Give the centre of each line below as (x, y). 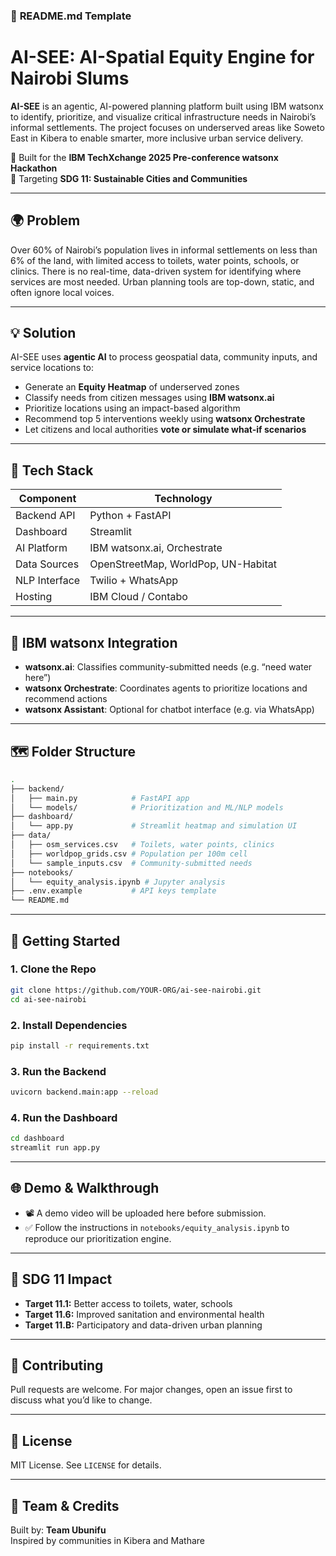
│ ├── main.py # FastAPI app (100, 798)
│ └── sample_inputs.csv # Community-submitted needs (131, 863)
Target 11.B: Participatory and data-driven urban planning (143, 1325)
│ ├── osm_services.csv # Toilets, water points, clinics (142, 845)
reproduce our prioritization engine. (98, 1238)
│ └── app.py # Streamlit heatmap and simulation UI (154, 826)
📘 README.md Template (71, 16)
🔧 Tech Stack (52, 470)
